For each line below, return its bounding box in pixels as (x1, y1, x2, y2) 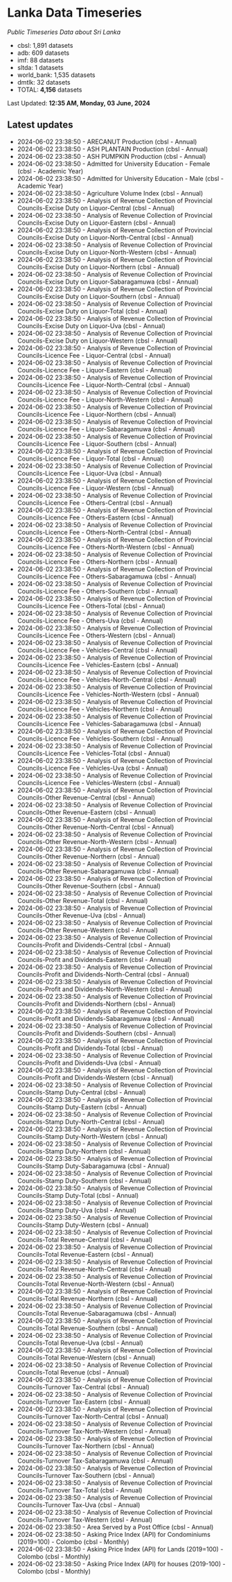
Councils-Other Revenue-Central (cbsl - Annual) (17, 793, 156, 802)
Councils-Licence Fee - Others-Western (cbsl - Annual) (17, 631, 176, 639)
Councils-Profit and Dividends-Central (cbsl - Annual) (17, 940, 171, 949)
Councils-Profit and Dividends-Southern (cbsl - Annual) (17, 1029, 177, 1038)
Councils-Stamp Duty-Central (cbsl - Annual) (17, 1087, 146, 1097)
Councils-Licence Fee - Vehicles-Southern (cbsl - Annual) (17, 734, 184, 743)
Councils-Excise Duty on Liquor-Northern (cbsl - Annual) (17, 262, 180, 271)
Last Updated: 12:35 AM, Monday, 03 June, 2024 (7, 98, 151, 107)
